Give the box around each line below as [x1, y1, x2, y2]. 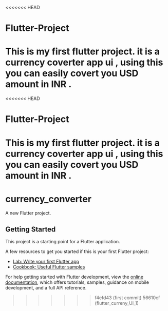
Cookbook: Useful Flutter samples [12, 264, 85, 270]
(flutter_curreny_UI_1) [95, 300, 139, 306]
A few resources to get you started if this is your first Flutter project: [5, 248, 149, 255]
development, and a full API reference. [5, 285, 87, 291]
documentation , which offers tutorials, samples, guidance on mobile [5, 279, 149, 285]
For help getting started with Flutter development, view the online [5, 274, 144, 280]
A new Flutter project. [5, 210, 51, 216]
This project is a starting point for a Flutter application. [5, 239, 120, 245]
